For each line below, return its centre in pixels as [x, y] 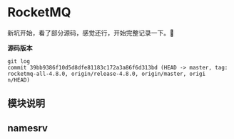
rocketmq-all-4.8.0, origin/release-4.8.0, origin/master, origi [106, 74]
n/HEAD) [19, 80]
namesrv [28, 128]
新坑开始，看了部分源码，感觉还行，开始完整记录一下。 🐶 [91, 33]
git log [19, 61]
